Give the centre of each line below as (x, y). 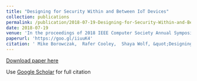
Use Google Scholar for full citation (48, 72)
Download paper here (32, 60)
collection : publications (38, 17)
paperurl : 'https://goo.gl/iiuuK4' (50, 38)
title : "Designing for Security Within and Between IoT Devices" (87, 11)
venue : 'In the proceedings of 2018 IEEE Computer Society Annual (89, 33)
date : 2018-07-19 (27, 28)
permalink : (19, 22)
